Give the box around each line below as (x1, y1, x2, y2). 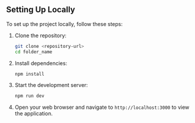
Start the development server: (14, 82, 88, 89)
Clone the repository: (14, 32, 67, 39)
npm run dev (14, 93, 44, 99)
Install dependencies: (14, 59, 68, 67)
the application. (14, 110, 53, 117)
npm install (14, 71, 44, 77)
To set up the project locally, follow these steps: (6, 20, 123, 27)
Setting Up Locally (6, 5, 75, 15)
